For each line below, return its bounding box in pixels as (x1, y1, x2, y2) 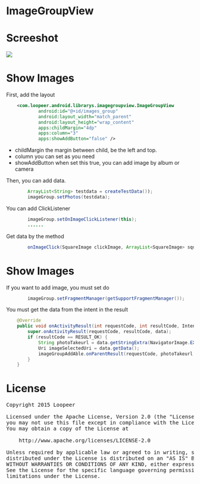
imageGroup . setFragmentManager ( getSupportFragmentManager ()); (27, 296, 185, 301)
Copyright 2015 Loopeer (6, 401, 76, 408)
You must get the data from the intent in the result (6, 306, 129, 313)
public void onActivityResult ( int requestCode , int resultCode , (17, 323, 180, 329)
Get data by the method (6, 232, 64, 240)
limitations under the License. (6, 473, 101, 480)
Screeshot (6, 32, 58, 45)
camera (14, 165, 34, 173)
